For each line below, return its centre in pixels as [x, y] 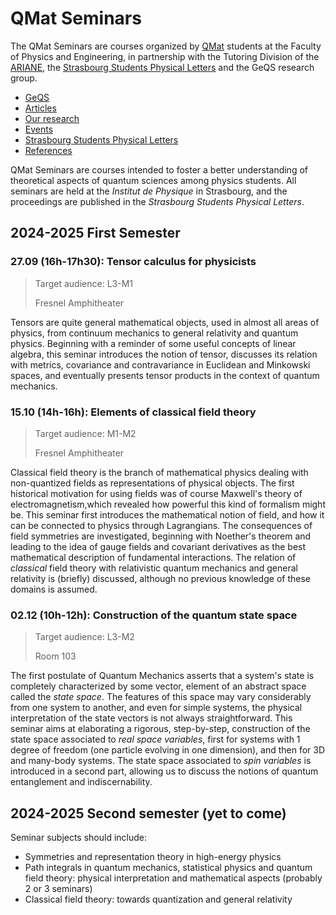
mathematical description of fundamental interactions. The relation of [153, 557]
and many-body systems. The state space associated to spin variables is [161, 761]
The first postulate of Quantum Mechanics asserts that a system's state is [162, 676]
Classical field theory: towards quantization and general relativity [158, 899]
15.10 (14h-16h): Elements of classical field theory [133, 412]
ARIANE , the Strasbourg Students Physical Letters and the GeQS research [162, 67]
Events [39, 129]
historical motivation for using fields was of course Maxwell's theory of [156, 493]
